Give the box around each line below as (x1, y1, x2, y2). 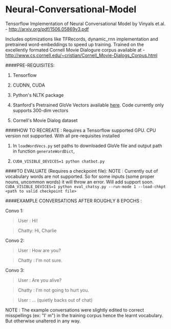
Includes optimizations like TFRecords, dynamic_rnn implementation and (5, 36, 159, 42)
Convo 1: (5, 208, 24, 214)
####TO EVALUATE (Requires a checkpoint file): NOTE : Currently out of (5, 168, 158, 174)
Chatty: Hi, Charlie (17, 227, 57, 234)
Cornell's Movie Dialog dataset (12, 117, 78, 124)
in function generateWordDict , (12, 148, 75, 154)
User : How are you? (17, 247, 61, 253)
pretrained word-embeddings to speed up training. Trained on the (5, 41, 144, 47)
